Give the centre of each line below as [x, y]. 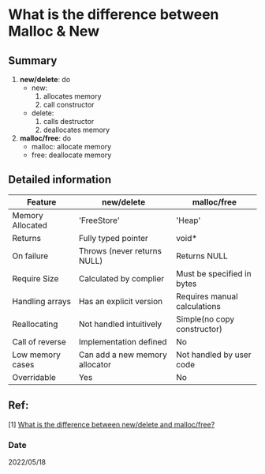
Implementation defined [123, 341]
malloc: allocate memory [71, 147]
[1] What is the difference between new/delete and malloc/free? [112, 424]
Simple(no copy [205, 319]
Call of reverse [39, 341]
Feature [41, 201]
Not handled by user [214, 355]
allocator [95, 364]
